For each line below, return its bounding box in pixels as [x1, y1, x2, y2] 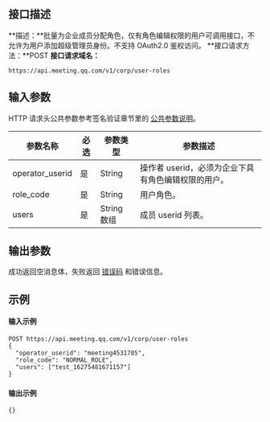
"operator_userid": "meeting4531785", [15, 349, 146, 358]
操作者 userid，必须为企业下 [139, 162, 247, 173]
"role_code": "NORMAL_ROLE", [15, 356, 113, 364]
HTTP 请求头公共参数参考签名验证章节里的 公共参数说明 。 [8, 113, 201, 123]
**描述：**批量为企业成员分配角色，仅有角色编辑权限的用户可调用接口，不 [8, 31, 256, 40]
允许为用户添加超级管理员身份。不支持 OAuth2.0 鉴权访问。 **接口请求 [8, 40, 243, 50]
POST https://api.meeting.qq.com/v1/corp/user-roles [8, 335, 189, 343]
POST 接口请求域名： [29, 51, 100, 60]
